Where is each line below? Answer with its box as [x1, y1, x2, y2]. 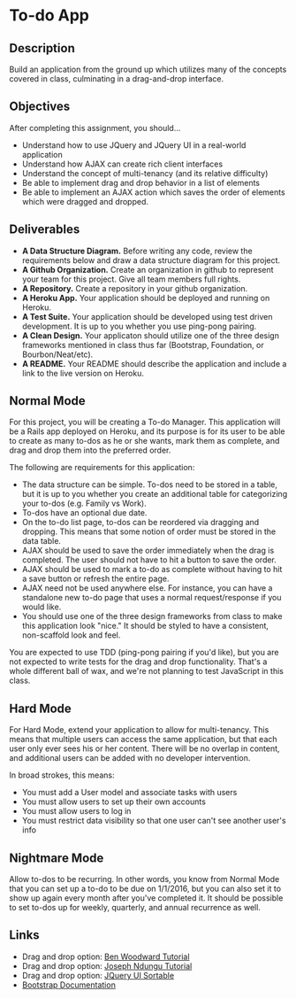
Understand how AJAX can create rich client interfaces [21, 159, 224, 169]
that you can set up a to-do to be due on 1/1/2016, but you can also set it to [9, 883, 281, 894]
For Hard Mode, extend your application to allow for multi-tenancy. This [9, 724, 269, 735]
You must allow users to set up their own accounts [21, 796, 206, 807]
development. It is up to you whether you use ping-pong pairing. [21, 321, 257, 331]
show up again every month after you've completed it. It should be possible [9, 893, 284, 903]
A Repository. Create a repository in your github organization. [21, 283, 248, 293]
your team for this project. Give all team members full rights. [21, 274, 241, 284]
